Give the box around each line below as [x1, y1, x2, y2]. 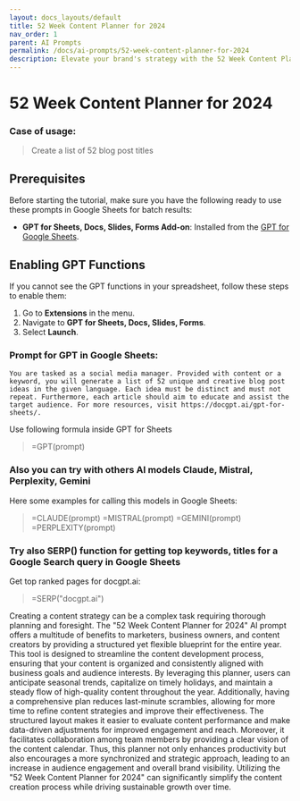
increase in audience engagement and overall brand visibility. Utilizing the [9, 763, 281, 773]
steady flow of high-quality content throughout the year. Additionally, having [9, 687, 290, 697]
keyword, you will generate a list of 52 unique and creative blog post [9, 377, 286, 386]
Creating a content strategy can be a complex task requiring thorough [9, 611, 266, 621]
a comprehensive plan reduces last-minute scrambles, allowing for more [9, 696, 276, 706]
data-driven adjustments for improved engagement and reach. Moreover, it [9, 725, 285, 735]
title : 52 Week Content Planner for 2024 [9, 21, 166, 30]
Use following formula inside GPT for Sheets [9, 424, 172, 434]
